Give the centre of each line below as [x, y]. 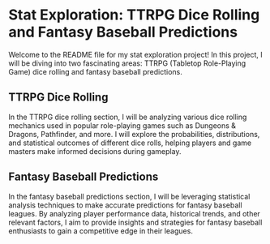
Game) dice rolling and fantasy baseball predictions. [95, 71]
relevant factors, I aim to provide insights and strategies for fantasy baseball [135, 222]
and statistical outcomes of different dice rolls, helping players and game [130, 143]
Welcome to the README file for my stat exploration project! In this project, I [136, 54]
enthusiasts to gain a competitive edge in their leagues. [101, 231]
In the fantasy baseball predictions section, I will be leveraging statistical [129, 196]
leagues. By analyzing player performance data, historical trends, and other [135, 213]
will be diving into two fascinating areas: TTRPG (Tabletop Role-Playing [127, 63]
